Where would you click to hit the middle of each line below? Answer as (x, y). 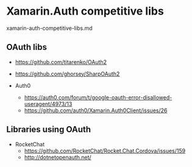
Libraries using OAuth (49, 130)
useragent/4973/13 (48, 104)
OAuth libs (27, 47)
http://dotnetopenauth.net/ (58, 157)
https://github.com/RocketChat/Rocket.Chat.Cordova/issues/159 (105, 151)
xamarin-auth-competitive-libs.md (49, 28)
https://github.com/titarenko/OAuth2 (61, 62)
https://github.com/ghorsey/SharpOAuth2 (67, 74)
